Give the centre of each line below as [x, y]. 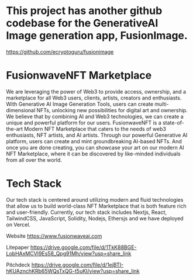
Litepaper [18, 247]
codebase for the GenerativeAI [82, 23]
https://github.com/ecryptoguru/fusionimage [60, 51]
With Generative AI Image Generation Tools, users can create [80, 104]
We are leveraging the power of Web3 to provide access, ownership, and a [96, 91]
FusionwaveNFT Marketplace [79, 76]
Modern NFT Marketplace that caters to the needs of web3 [95, 129]
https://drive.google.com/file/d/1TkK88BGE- [83, 247]
